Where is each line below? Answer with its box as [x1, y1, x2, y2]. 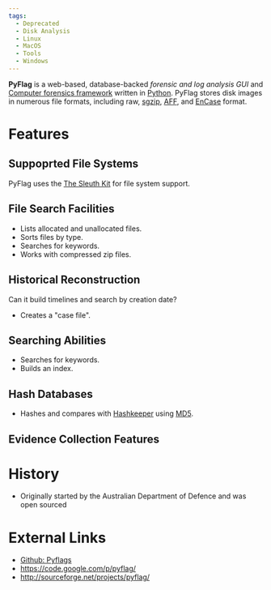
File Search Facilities [8, 202, 115, 216]
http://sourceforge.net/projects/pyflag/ [19, 572, 150, 582]
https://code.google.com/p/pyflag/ [19, 564, 136, 574]
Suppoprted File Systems [8, 157, 139, 171]
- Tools [15, 49, 42, 58]
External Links [8, 528, 107, 547]
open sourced [19, 500, 67, 510]
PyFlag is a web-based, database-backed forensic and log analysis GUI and [8, 79, 264, 89]
